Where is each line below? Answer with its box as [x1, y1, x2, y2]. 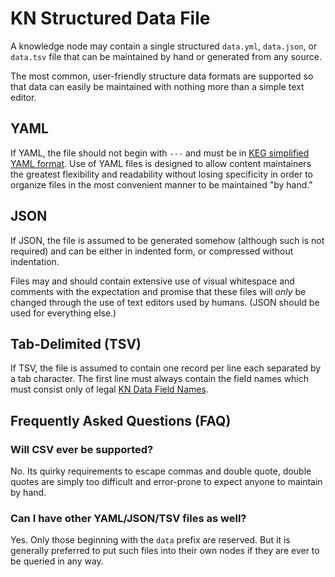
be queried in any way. [10, 555, 104, 567]
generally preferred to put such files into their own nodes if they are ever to [10, 545, 320, 557]
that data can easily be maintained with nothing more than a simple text [10, 80, 305, 92]
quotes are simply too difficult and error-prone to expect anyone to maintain [10, 476, 323, 488]
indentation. [10, 255, 60, 267]
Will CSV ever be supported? [10, 442, 154, 456]
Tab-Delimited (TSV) [10, 335, 142, 352]
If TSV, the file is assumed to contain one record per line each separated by [10, 362, 322, 374]
